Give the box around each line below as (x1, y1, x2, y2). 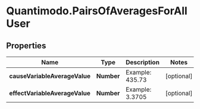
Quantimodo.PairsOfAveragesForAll (6, 4, 187, 18)
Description (126, 58, 160, 66)
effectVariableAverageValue (9, 89, 90, 97)
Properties (6, 41, 46, 51)
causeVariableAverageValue (9, 72, 91, 80)
